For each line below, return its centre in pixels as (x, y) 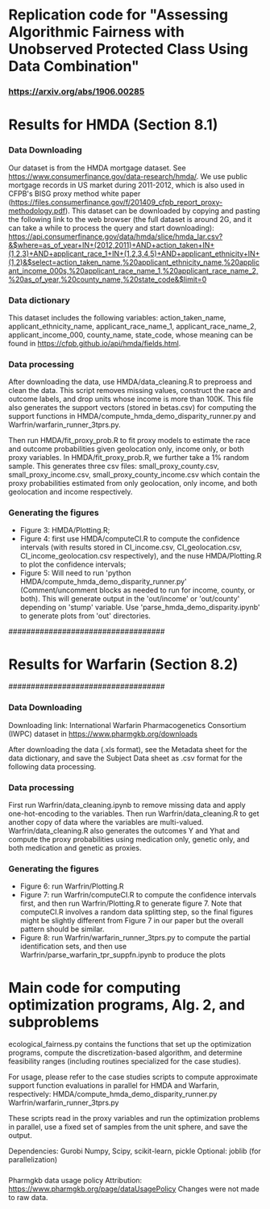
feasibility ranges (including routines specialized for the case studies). (125, 1061)
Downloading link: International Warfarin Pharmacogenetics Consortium (127, 725)
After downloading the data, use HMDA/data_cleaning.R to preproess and (130, 382)
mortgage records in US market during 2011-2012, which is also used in (127, 185)
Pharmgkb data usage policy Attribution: (75, 1180)
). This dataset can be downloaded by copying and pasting (162, 211)
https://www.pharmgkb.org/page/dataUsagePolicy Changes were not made (134, 1189)
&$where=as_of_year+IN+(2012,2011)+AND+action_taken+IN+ (112, 245)
